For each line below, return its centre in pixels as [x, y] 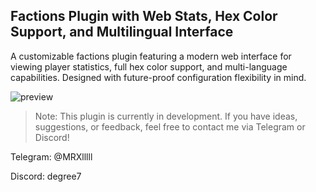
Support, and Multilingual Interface [122, 32]
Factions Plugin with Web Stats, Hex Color [144, 16]
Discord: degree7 [46, 176]
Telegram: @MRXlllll [51, 156]
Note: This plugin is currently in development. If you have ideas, [166, 116]
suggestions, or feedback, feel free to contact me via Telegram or [170, 126]
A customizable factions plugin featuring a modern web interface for [151, 56]
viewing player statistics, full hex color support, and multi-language [149, 66]
